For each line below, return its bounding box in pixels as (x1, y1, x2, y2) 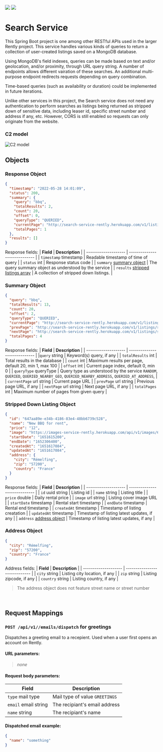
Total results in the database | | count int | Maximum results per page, (5, 358, 144, 364)
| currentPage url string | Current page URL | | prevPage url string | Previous (5, 378, 154, 385)
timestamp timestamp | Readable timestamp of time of (40, 254, 148, 260)
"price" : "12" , (9, 425, 40, 431)
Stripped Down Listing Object (5, 401, 76, 408)
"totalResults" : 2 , (14, 204, 53, 209)
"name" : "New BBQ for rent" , (9, 421, 68, 426)
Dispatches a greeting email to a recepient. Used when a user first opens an (5, 634, 157, 640)
